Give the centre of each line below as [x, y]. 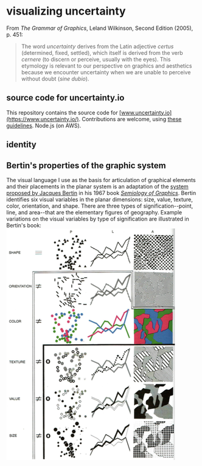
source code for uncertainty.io [65, 98]
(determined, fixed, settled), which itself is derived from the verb [102, 52]
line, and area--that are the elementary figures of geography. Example [94, 212]
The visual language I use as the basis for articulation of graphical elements [101, 180]
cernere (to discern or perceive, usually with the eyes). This [96, 59]
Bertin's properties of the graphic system [86, 165]
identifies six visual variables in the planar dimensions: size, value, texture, [100, 199]
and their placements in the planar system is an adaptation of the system [97, 186]
